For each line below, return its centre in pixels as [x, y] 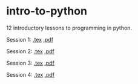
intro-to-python [47, 11]
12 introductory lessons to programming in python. [69, 28]
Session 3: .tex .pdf [30, 63]
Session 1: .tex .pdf [30, 39]
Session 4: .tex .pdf [31, 74]
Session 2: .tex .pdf [30, 51]
